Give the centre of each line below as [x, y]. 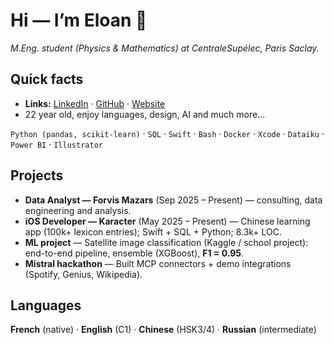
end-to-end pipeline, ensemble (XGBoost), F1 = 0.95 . [134, 253]
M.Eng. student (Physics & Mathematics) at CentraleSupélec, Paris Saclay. [165, 48]
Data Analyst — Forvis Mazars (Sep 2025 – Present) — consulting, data [173, 200]
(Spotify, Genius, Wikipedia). [83, 274]
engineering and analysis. [78, 210]
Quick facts [47, 79]
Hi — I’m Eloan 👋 [79, 20]
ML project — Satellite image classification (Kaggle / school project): [166, 242]
